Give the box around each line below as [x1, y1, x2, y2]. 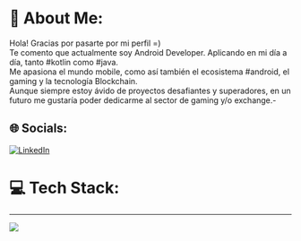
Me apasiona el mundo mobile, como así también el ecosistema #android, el [9, 66, 289, 77]
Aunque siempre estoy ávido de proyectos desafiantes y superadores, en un [9, 85, 291, 96]
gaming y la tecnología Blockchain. [9, 75, 138, 86]
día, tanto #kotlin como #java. [9, 56, 119, 67]
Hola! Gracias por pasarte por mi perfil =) [9, 38, 161, 48]
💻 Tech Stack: [9, 177, 120, 198]
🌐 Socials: [9, 121, 68, 136]
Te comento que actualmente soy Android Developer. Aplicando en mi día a [9, 47, 288, 57]
